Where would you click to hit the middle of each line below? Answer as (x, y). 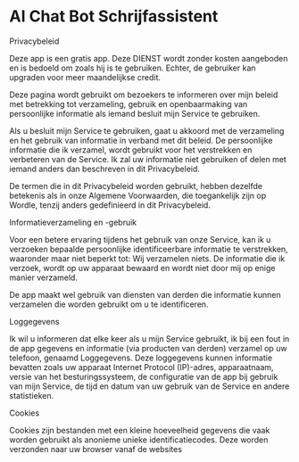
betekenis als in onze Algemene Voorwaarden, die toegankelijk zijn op (138, 195)
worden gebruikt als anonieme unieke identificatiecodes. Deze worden (139, 440)
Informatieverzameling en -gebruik (73, 222)
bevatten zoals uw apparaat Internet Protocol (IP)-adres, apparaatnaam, (141, 367)
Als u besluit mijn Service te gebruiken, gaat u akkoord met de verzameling (147, 130)
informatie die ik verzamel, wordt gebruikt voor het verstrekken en (131, 150)
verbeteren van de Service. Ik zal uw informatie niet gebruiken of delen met (148, 159)
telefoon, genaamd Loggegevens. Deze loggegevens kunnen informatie (141, 358)
